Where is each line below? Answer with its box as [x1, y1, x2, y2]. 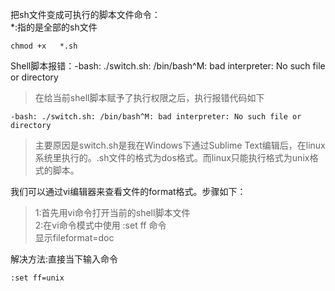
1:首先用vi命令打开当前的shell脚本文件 [34, 207, 191, 218]
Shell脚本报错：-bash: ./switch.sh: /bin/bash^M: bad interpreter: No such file [10, 60, 326, 72]
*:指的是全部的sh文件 [10, 21, 98, 33]
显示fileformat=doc [34, 232, 115, 243]
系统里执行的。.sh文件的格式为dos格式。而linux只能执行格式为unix [34, 152, 310, 163]
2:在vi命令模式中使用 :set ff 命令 [34, 219, 167, 231]
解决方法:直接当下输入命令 [10, 253, 119, 265]
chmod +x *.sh [10, 41, 78, 51]
